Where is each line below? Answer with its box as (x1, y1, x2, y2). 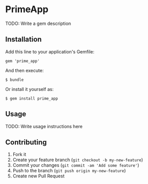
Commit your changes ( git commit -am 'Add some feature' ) (12, 162, 139, 168)
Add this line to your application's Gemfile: (5, 48, 94, 54)
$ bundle (5, 77, 24, 82)
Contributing (5, 138, 47, 146)
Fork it (12, 151, 27, 158)
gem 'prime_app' (5, 58, 40, 64)
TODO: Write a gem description (5, 20, 71, 26)
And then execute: (5, 67, 44, 73)
